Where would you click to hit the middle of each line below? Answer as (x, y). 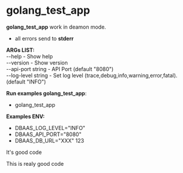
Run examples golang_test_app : (46, 93)
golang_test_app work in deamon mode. (56, 27)
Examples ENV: (26, 116)
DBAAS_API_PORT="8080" (48, 134)
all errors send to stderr (44, 38)
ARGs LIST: (20, 50)
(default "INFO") (26, 82)
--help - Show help (30, 56)
